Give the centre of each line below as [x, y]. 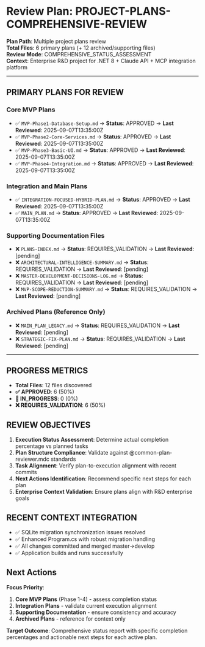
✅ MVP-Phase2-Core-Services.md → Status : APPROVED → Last [93, 137]
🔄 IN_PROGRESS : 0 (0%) [46, 399]
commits [26, 472]
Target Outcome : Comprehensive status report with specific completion [97, 630]
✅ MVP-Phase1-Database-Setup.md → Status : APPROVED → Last [94, 123]
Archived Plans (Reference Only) [56, 312]
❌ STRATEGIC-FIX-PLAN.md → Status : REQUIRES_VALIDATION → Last [100, 339]
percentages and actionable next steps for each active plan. [82, 637]
